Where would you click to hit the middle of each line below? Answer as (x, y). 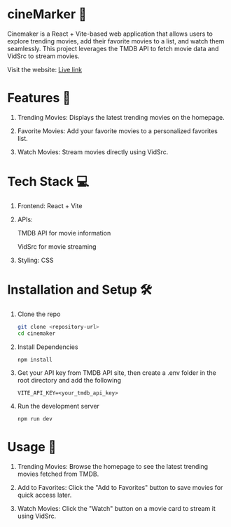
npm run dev (35, 419)
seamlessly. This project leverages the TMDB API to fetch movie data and (113, 48)
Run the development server (58, 406)
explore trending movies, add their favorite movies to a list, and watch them (116, 41)
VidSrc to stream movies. (43, 56)
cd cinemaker (36, 333)
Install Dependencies (48, 347)
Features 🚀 (39, 98)
